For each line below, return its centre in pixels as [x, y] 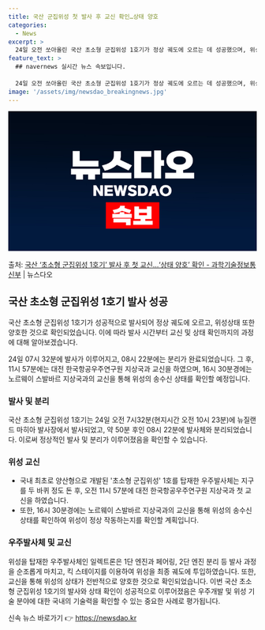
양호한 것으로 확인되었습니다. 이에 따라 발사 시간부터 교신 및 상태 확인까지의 [124, 332]
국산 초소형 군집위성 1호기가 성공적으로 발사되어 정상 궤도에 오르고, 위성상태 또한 [131, 322]
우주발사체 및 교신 [40, 543]
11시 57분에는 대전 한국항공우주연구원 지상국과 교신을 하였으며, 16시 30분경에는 [130, 368]
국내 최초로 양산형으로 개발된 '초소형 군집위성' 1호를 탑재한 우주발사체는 [129, 481]
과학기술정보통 [234, 264]
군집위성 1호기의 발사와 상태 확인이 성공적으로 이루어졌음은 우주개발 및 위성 [131, 591]
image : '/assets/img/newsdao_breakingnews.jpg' [88, 92]
